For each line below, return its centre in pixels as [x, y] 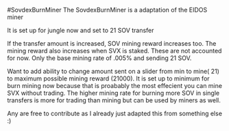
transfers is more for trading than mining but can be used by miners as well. [114, 100]
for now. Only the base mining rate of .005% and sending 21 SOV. [99, 58]
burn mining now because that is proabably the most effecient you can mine [115, 86]
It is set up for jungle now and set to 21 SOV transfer [81, 30]
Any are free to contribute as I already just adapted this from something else [115, 113]
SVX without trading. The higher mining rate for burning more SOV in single [113, 93]
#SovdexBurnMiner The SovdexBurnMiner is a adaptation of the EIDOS [107, 10]
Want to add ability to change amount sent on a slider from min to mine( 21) [113, 71]
